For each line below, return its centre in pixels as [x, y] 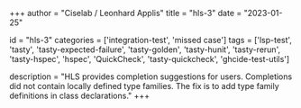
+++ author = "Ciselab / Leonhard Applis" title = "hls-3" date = [126, 13]
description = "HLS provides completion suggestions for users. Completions [151, 76]
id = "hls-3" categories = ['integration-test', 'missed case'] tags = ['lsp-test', [151, 40]
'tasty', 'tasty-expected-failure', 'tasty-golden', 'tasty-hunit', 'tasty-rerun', [145, 49]
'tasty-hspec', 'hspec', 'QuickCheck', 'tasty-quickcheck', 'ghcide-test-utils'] [150, 59]
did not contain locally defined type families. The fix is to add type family [144, 86]
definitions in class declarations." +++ [80, 95]
